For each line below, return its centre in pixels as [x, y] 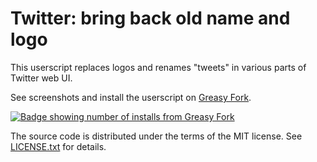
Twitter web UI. [41, 78]
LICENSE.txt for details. [58, 146]
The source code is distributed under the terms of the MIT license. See [156, 136]
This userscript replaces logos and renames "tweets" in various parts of [158, 67]
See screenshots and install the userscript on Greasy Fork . [131, 97]
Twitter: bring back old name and [150, 18]
